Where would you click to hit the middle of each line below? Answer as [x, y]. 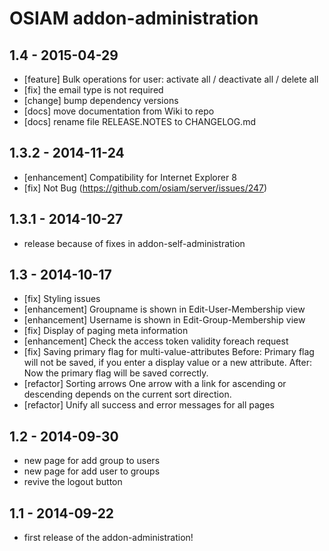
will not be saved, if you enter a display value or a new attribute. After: [168, 363]
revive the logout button [73, 482]
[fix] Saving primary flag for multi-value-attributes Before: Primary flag [169, 352]
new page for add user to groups [92, 471]
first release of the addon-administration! [108, 538]
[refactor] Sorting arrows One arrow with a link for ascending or [155, 384]
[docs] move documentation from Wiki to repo [119, 111]
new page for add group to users [92, 461]
